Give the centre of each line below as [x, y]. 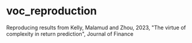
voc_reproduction [52, 11]
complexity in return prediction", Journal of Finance [70, 33]
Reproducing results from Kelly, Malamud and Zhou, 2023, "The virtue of [96, 27]
